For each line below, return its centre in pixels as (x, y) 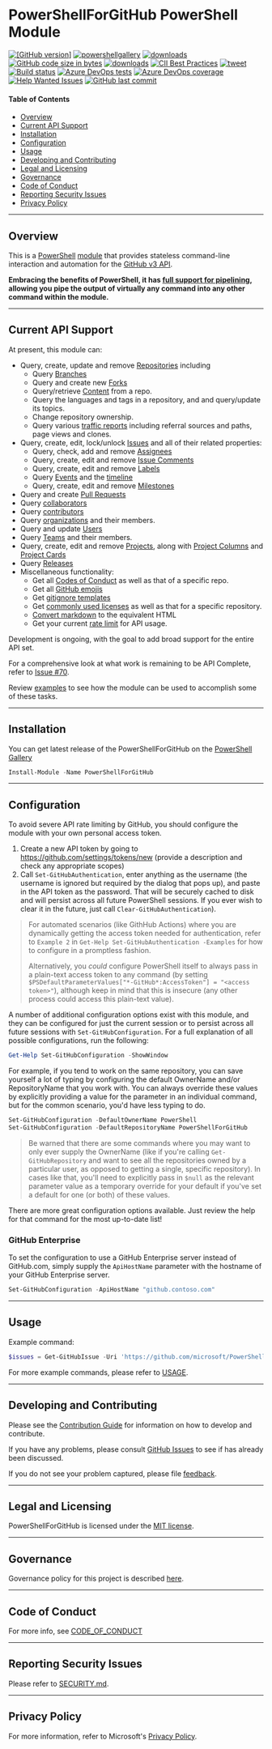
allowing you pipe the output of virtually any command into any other (127, 288)
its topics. (48, 408)
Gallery (20, 757)
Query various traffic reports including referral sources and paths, (142, 425)
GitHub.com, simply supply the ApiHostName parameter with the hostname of (135, 1266)
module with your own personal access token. (85, 833)
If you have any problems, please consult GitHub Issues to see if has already (136, 1449)
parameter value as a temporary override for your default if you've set (144, 1186)
